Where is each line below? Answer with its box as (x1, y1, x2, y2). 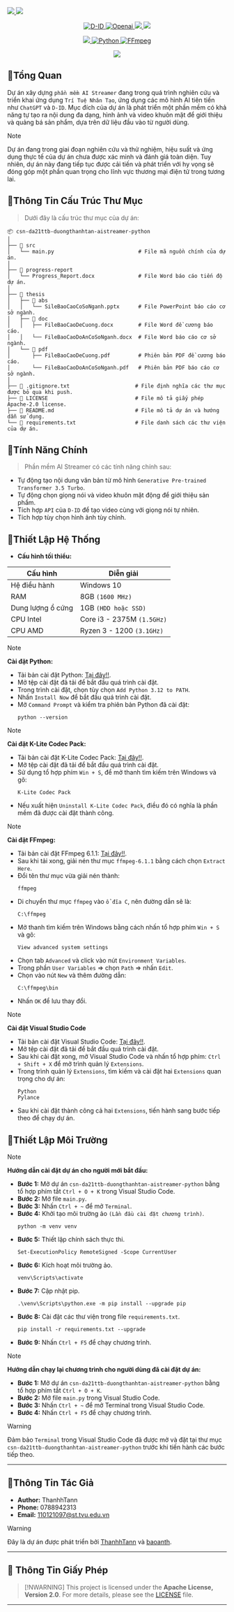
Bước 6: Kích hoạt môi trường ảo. (17, 1261, 113, 1270)
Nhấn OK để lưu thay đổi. (17, 997, 87, 1005)
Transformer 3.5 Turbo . (17, 483, 86, 492)
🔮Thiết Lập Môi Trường (7, 1134, 108, 1146)
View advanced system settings (17, 944, 109, 951)
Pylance (17, 1094, 40, 1101)
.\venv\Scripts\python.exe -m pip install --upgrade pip (17, 1300, 187, 1307)
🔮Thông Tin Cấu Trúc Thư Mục (7, 195, 143, 207)
